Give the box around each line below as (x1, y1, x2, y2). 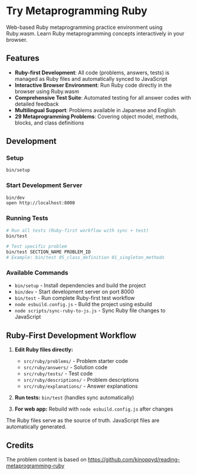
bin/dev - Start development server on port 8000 (14, 288, 134, 296)
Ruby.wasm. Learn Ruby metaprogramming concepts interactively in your (6, 30, 185, 37)
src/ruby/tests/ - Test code (23, 370, 93, 377)
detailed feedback (14, 100, 59, 107)
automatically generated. (6, 423, 67, 430)
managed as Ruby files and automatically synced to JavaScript (14, 75, 168, 82)
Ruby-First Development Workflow (6, 330, 137, 340)
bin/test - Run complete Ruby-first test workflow (14, 294, 135, 302)
